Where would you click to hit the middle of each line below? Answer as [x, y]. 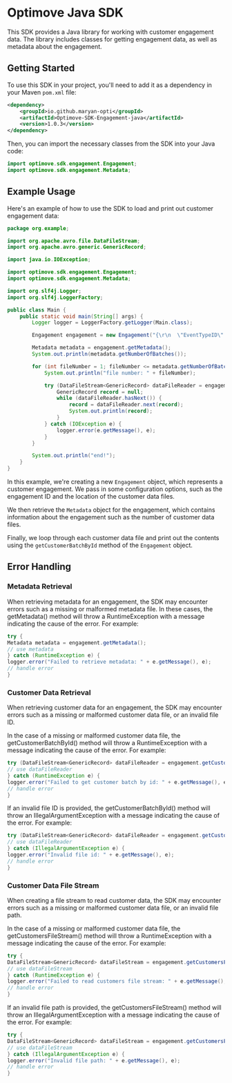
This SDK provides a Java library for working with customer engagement [110, 32]
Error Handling [39, 567]
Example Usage [41, 192]
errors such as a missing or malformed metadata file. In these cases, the [110, 608]
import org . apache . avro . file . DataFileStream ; [74, 241]
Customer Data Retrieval [49, 692]
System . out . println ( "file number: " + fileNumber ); [120, 373]
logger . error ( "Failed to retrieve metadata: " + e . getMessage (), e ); [109, 662]
